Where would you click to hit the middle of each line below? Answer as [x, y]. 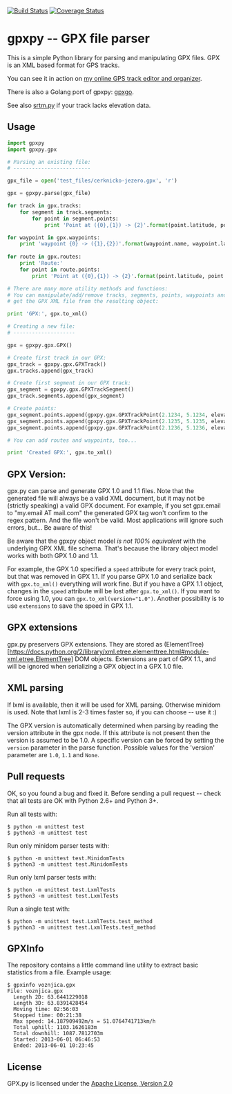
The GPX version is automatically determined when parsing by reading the [113, 725]
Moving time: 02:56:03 [46, 1010]
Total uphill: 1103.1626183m [55, 1028]
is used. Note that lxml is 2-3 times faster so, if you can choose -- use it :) [112, 712]
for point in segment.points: [75, 219]
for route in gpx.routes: [44, 257]
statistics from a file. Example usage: [59, 972]
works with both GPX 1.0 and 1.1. [53, 556]
